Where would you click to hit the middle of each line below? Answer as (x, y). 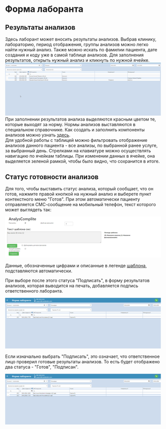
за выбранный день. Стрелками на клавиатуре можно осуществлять (78, 151)
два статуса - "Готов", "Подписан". (42, 367)
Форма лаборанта (44, 9)
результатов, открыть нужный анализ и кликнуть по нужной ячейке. (77, 60)
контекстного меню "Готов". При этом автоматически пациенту (73, 199)
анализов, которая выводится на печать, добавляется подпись (72, 286)
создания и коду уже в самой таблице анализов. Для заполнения (75, 55)
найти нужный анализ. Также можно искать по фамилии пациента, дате (81, 50)
